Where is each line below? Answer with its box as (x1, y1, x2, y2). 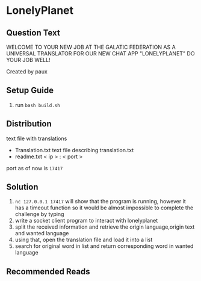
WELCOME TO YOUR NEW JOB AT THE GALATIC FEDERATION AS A (6, 43, 176, 51)
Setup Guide (6, 85, 54, 96)
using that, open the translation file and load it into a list (14, 236, 153, 244)
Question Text (6, 28, 60, 38)
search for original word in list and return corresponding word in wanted (14, 242, 194, 250)
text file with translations (6, 135, 67, 142)
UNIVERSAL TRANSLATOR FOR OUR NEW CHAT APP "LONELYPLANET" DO (6, 50, 195, 57)
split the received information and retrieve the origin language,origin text (14, 223, 195, 230)
